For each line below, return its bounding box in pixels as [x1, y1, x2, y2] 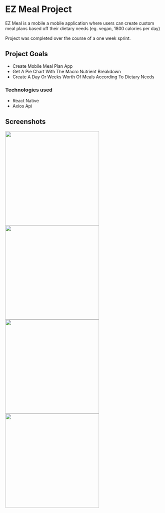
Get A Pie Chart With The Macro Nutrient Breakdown [12, 68, 121, 74]
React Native [12, 98, 39, 104]
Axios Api [12, 103, 32, 109]
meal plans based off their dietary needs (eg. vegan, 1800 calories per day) [5, 25, 160, 31]
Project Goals [5, 50, 48, 58]
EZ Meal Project [5, 4, 72, 15]
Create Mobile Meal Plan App [12, 63, 73, 69]
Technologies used [5, 86, 52, 93]
